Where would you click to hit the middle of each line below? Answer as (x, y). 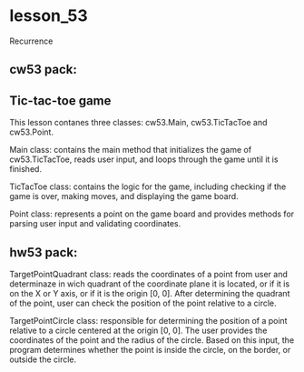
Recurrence (31, 41)
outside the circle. (43, 359)
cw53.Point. (32, 132)
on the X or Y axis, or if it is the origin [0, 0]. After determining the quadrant (150, 293)
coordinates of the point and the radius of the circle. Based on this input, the (152, 340)
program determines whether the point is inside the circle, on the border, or (150, 349)
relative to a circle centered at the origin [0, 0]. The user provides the (138, 330)
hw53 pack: (44, 252)
